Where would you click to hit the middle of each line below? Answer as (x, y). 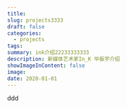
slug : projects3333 (35, 20)
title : (17, 14)
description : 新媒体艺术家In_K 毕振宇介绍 (63, 59)
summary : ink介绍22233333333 (48, 53)
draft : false (26, 26)
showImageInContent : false (46, 65)
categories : (24, 33)
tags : (15, 46)
